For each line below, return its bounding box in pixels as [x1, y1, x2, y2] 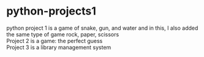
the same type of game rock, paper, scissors [6, 30, 119, 38]
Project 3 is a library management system [6, 44, 111, 51]
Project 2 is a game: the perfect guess [6, 37, 103, 44]
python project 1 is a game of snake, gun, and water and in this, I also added [6, 24, 198, 32]
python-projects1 [6, 4, 97, 18]
